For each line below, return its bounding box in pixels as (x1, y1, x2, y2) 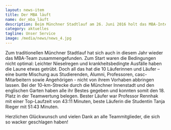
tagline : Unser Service (5, 31, 56, 36)
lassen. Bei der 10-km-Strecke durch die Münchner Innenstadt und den (5, 82, 154, 88)
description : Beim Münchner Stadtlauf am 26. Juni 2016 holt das (5, 21, 147, 27)
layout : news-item (5, 7, 44, 13)
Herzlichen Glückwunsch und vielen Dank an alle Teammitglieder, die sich (5, 113, 160, 119)
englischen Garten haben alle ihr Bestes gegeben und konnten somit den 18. (5, 87, 165, 93)
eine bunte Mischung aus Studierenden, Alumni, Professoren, (5, 71, 134, 77)
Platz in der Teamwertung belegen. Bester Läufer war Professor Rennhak (5, 92, 159, 99)
